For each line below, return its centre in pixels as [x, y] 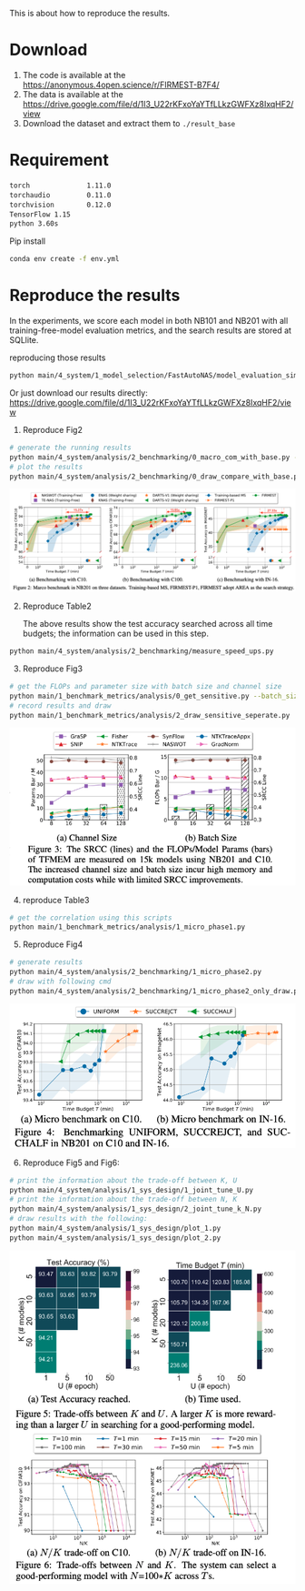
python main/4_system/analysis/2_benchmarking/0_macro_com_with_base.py [150, 457]
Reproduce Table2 [57, 606]
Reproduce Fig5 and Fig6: [71, 1163]
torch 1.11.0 [60, 186]
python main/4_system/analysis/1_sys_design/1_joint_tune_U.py [132, 1190]
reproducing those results [58, 357]
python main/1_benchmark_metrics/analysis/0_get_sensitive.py [129, 696]
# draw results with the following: [79, 1219]
